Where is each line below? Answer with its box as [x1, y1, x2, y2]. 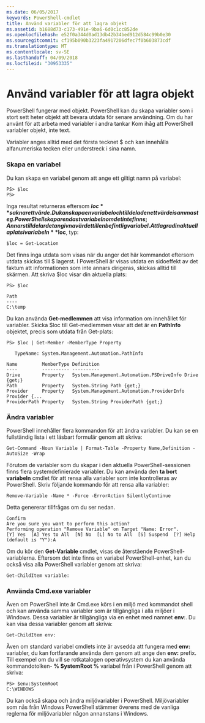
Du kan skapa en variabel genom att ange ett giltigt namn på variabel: [6, 174, 182, 182]
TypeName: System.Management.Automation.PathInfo [14, 350, 144, 357]
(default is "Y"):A [6, 537, 56, 543]
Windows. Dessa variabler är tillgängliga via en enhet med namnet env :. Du [6, 614, 196, 621]
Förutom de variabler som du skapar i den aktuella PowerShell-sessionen [6, 462, 191, 469]
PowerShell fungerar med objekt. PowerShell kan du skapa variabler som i [6, 107, 193, 114]
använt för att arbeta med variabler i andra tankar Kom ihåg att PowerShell [6, 120, 193, 128]
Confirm [6, 516, 26, 522]
